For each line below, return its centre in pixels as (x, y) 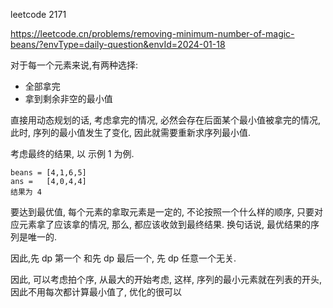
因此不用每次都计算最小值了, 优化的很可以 (96, 292)
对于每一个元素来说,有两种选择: (74, 65)
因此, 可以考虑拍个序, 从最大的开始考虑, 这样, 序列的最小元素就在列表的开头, (166, 279)
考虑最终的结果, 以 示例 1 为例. (72, 153)
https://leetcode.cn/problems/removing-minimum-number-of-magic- (152, 33)
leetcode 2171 (38, 14)
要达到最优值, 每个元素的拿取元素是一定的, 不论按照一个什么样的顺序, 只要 (162, 212)
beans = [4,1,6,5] (48, 173)
